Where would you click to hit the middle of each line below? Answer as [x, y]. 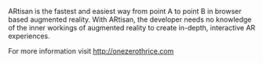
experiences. [29, 36]
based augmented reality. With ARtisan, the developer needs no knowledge [130, 19]
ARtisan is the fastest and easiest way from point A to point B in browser [125, 11]
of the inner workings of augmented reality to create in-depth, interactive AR [132, 28]
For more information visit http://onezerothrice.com [91, 51]
